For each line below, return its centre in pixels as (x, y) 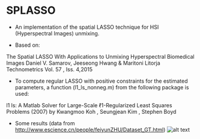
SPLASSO (31, 10)
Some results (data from (45, 123)
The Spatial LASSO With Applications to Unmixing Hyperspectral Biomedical (101, 56)
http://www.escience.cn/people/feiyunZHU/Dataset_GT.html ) (90, 129)
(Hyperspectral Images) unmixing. (57, 33)
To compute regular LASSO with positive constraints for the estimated (101, 81)
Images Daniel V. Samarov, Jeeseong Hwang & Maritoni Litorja (83, 63)
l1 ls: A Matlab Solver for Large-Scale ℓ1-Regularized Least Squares (89, 105)
